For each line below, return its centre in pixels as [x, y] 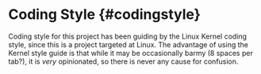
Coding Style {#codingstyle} [104, 15]
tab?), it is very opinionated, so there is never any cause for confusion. [123, 61]
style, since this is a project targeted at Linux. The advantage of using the [128, 44]
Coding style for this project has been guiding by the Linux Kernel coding [128, 36]
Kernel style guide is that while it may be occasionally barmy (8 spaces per [131, 53]
